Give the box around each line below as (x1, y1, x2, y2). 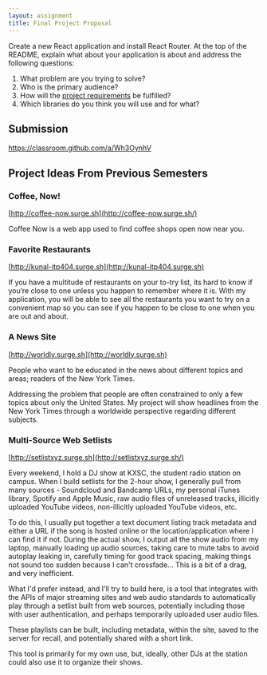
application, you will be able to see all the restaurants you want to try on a (8, 295, 250, 304)
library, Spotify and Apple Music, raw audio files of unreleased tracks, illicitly (8, 493, 260, 503)
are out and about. (8, 312, 69, 321)
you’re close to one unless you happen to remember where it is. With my (8, 286, 246, 296)
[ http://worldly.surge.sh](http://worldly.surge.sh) (8, 349, 167, 359)
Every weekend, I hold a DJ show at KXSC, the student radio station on (8, 468, 241, 478)
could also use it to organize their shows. (8, 657, 143, 667)
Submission (8, 121, 69, 136)
